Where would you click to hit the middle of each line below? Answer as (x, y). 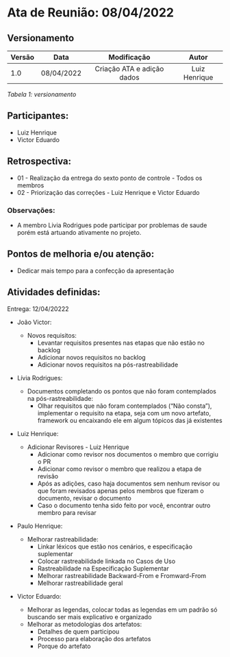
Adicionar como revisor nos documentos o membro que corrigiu (128, 454)
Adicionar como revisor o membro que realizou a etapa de (119, 469)
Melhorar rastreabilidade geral (80, 583)
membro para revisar (67, 512)
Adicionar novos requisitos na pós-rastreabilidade (108, 365)
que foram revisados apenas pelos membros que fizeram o (120, 491)
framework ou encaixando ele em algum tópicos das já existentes (130, 420)
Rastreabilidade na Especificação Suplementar (103, 568)
